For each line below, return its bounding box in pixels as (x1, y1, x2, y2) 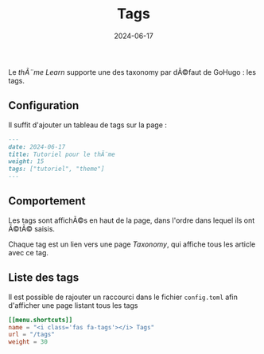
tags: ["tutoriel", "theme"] (8, 165, 105, 173)
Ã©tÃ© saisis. (8, 224, 56, 233)
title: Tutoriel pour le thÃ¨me (8, 150, 115, 158)
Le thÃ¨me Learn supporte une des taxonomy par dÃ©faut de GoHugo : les (8, 67, 257, 76)
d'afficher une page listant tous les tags (8, 300, 138, 310)
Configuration (8, 99, 80, 112)
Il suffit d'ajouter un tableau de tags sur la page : (8, 120, 167, 130)
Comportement (8, 194, 86, 208)
